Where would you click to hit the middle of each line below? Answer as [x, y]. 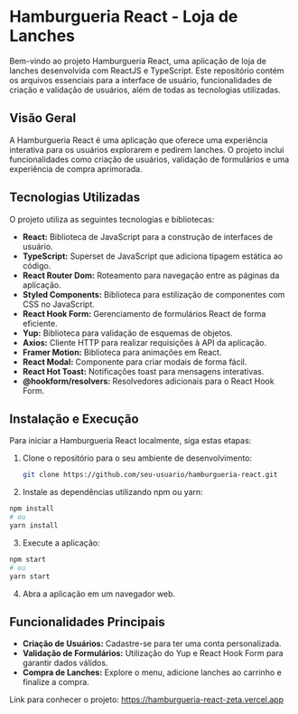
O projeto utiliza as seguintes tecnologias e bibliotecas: [112, 219]
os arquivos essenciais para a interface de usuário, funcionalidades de [141, 80]
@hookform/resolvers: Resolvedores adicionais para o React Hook [148, 381]
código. [37, 265]
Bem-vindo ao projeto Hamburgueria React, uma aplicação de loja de [138, 61]
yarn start [30, 576]
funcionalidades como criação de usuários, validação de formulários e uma [149, 159]
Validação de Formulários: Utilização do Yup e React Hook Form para [153, 653]
